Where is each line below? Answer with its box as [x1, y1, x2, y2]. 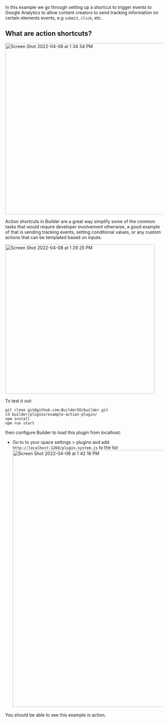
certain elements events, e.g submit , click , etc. [5, 15, 102, 21]
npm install [5, 416, 30, 421]
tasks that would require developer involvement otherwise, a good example [5, 223, 160, 229]
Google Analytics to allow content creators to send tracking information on [5, 10, 158, 16]
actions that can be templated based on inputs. [5, 234, 102, 240]
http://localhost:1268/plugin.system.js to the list [12, 444, 118, 450]
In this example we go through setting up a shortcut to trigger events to [5, 5, 152, 10]
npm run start [5, 420, 35, 425]
